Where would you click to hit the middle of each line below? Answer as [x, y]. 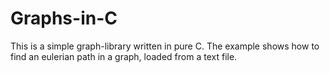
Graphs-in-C [64, 18]
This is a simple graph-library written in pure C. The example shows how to [165, 46]
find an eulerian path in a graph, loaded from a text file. [124, 56]
